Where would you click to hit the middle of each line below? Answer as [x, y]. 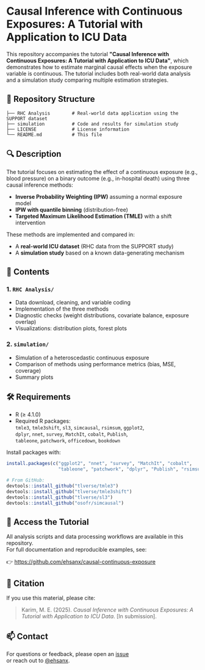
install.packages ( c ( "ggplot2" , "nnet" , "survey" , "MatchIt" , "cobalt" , [99, 464]
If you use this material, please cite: [51, 598]
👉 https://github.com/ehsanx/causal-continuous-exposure [81, 562]
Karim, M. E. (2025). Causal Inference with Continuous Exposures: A [107, 610]
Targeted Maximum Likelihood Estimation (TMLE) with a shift [93, 216]
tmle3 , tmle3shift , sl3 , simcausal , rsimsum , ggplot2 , [80, 428]
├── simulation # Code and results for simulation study [92, 124]
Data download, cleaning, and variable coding [73, 303]
